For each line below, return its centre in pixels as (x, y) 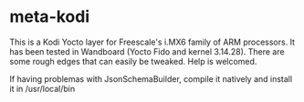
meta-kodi (49, 17)
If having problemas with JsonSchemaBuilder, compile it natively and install (151, 78)
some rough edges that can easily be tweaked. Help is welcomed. (133, 61)
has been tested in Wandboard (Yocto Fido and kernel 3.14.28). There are (147, 51)
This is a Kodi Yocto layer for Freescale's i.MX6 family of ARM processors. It (152, 42)
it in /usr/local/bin (42, 88)
